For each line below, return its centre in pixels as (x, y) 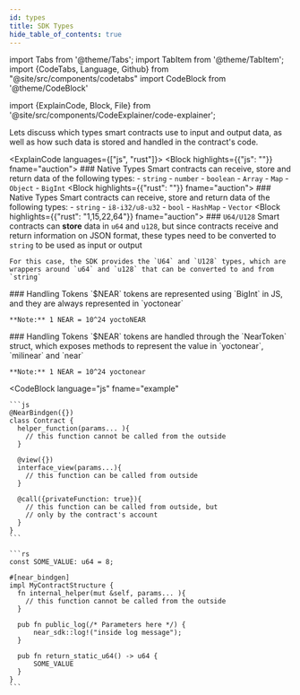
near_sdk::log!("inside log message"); (107, 633)
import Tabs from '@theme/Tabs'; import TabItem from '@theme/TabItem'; (147, 60)
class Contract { (42, 421)
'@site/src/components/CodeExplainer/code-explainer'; (113, 115)
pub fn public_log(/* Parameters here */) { (102, 625)
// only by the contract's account (92, 515)
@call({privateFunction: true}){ (80, 500)
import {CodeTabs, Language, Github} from (89, 69)
